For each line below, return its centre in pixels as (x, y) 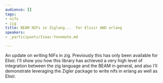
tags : (11, 14)
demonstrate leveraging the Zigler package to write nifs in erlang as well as (81, 71)
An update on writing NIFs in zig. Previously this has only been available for (81, 55)
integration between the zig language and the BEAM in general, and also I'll (81, 66)
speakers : (15, 32)
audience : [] (18, 10)
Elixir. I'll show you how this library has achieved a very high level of (74, 60)
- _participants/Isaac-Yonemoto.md (42, 37)
